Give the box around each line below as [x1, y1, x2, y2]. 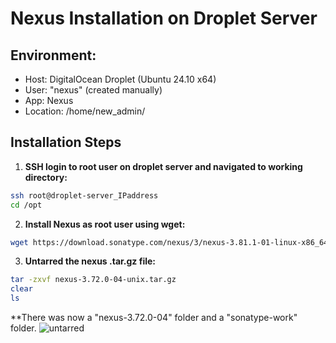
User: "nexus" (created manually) [24, 84, 163, 96]
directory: [24, 171, 68, 183]
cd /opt [10, 200, 43, 210]
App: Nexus [24, 95, 74, 106]
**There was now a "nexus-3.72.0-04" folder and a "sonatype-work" [10, 312, 298, 324]
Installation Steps [10, 134, 122, 151]
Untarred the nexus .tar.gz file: [24, 255, 156, 267]
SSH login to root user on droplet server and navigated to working [24, 160, 303, 172]
